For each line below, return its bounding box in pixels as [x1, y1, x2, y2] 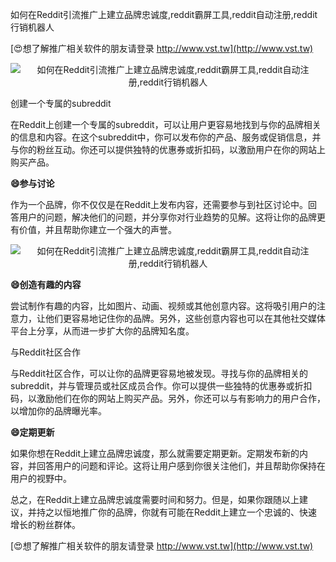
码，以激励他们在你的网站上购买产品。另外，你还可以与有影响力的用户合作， [10, 393, 326, 404]
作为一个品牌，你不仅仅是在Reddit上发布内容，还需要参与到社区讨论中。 [10, 199, 309, 210]
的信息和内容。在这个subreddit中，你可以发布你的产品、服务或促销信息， [10, 131, 313, 143]
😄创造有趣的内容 [10, 279, 82, 290]
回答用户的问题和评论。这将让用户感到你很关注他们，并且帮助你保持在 [36, 460, 326, 472]
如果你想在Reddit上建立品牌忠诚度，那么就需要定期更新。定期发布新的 [10, 448, 300, 459]
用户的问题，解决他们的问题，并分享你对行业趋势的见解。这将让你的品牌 [18, 211, 317, 223]
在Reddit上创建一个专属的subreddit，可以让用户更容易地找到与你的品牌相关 [10, 119, 322, 130]
